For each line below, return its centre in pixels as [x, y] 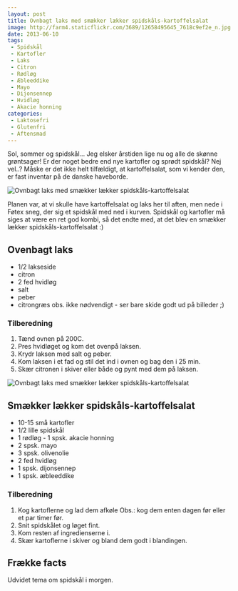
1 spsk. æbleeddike [46, 476]
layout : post [27, 14]
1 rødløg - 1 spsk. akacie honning [66, 438]
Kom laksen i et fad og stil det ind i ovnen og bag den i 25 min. [109, 362]
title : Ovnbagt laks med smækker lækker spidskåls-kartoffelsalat [108, 21]
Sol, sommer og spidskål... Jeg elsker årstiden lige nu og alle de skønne [113, 154]
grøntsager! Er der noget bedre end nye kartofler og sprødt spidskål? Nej [114, 162]
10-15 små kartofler [46, 423]
